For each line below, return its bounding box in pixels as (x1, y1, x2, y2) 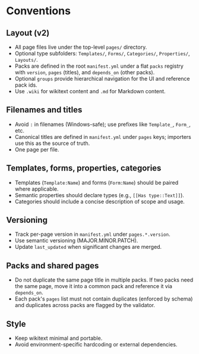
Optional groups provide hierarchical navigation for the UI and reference (14, 75, 190, 82)
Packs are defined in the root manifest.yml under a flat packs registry (14, 62, 184, 69)
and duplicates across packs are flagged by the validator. (14, 302, 156, 309)
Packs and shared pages (6, 260, 99, 271)
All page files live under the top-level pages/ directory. (14, 43, 147, 50)
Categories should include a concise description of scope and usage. (14, 198, 185, 205)
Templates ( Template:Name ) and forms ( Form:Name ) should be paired (14, 179, 179, 186)
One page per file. (14, 146, 59, 153)
